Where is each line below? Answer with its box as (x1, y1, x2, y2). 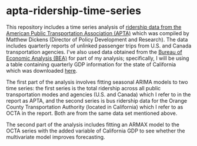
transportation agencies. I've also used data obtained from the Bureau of (6, 48, 182, 55)
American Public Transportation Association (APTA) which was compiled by (6, 29, 189, 36)
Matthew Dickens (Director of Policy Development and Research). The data (6, 36, 188, 43)
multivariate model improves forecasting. (6, 133, 105, 140)
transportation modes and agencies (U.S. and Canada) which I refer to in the (6, 91, 191, 98)
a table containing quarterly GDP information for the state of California (6, 60, 176, 68)
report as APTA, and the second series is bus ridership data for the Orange (6, 97, 187, 104)
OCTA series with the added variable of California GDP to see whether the (6, 127, 185, 134)
